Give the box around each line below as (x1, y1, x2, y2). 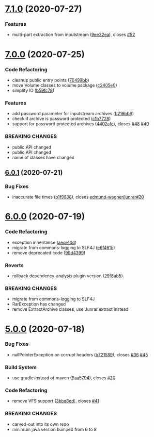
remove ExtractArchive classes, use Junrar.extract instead (12, 306, 129, 312)
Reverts (5, 262, 24, 269)
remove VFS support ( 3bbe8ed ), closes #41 (12, 398, 99, 404)
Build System (5, 364, 37, 370)
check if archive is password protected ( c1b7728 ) (12, 116, 111, 122)
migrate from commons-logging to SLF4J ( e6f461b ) (12, 244, 115, 251)
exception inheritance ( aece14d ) (12, 239, 77, 245)
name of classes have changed (12, 154, 75, 160)
